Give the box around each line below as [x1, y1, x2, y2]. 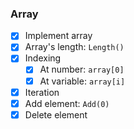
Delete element [24, 108, 88, 121]
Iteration [24, 86, 60, 98]
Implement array [24, 30, 93, 42]
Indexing [24, 52, 62, 64]
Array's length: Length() [24, 41, 125, 53]
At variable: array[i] [39, 75, 126, 87]
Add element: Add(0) [24, 97, 110, 109]
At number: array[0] [39, 63, 125, 76]
